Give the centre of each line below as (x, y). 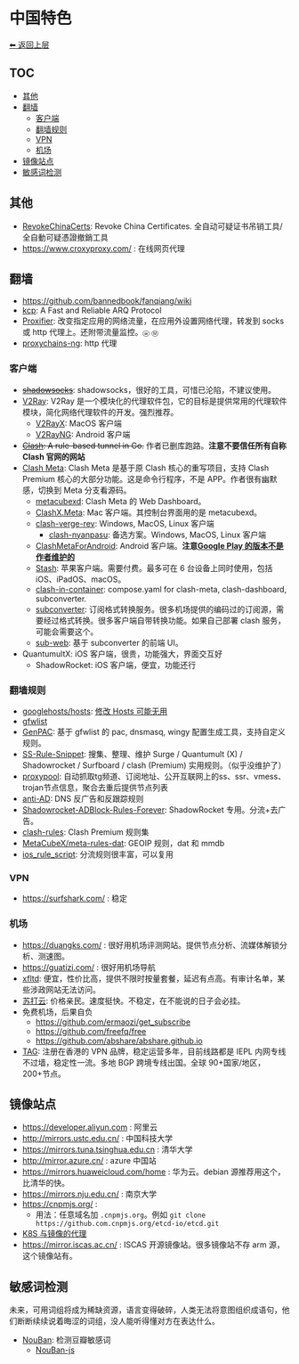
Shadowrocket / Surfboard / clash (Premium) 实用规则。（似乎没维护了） (154, 765)
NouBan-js (55, 1350)
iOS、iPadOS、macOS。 (81, 579)
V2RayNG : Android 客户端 (83, 434)
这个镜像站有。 (49, 1256)
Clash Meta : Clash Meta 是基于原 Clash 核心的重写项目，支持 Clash (145, 468)
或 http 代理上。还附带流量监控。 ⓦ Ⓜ (90, 332)
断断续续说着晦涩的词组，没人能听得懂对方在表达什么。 (118, 1321)
